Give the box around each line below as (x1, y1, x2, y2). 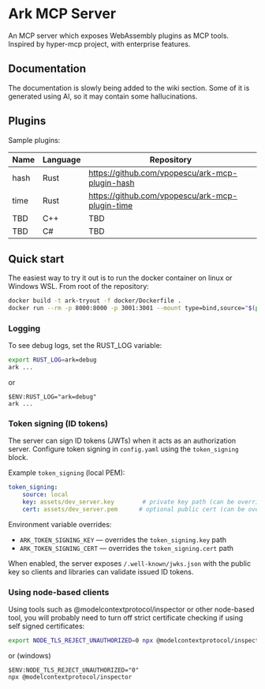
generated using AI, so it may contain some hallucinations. (8, 92, 198, 101)
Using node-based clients (8, 586, 110, 597)
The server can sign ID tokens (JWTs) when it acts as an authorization (8, 436, 237, 446)
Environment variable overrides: (8, 519, 112, 529)
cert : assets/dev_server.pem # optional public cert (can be (22, 506, 245, 514)
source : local (22, 491, 69, 499)
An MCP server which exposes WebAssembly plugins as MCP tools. (8, 31, 230, 40)
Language (42, 154, 81, 165)
